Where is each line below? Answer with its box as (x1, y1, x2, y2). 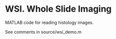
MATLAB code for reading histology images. (5, 19, 94, 25)
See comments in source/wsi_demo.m (5, 29, 82, 35)
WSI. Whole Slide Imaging (5, 3, 112, 15)
